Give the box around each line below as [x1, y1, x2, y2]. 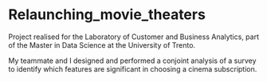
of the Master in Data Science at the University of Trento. [8, 40, 196, 49]
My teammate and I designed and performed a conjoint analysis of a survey [8, 56, 257, 65]
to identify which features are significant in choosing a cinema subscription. [8, 64, 257, 73]
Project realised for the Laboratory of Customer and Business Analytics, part [8, 32, 260, 41]
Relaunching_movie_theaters [8, 6, 206, 24]
